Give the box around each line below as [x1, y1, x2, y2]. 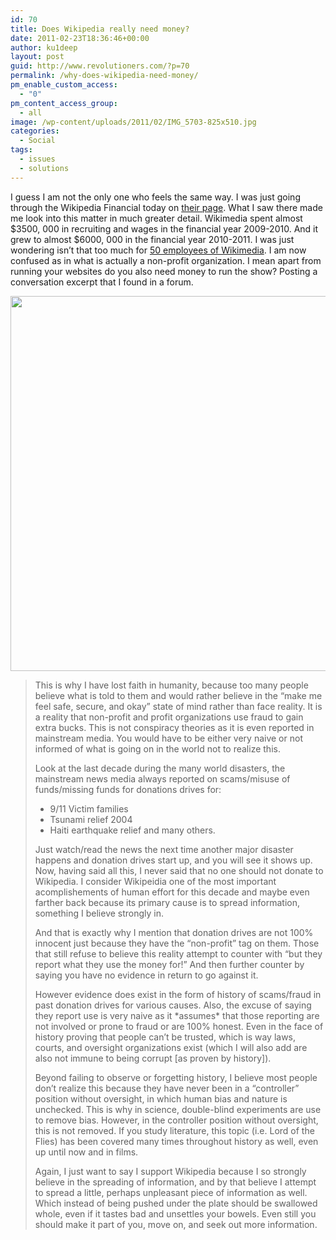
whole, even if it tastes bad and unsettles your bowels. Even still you [34, 1207, 317, 1220]
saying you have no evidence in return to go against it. [34, 969, 259, 981]
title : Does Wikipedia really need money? [10, 24, 190, 34]
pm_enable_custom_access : [10, 80, 118, 90]
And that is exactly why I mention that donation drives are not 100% [34, 926, 314, 938]
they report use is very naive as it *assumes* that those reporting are [34, 1009, 320, 1021]
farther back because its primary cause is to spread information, [34, 896, 301, 908]
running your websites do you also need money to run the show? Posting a [10, 265, 318, 277]
